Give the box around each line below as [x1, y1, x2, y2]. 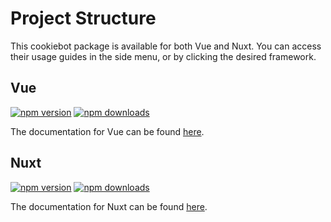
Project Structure [10, 7, 157, 30]
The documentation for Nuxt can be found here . [10, 200, 208, 212]
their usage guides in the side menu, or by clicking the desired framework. [10, 50, 317, 62]
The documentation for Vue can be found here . [10, 125, 205, 137]
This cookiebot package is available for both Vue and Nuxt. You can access [10, 40, 322, 52]
